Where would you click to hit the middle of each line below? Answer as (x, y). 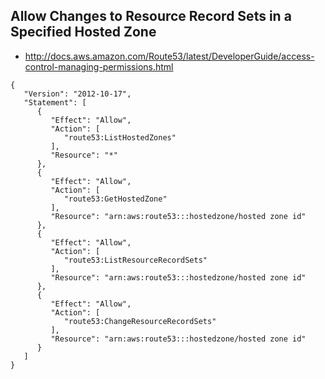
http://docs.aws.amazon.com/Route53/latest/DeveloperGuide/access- (169, 56)
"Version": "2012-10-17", (77, 94)
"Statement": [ (55, 102)
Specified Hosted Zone (83, 32)
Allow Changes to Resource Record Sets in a (151, 16)
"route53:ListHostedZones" (120, 137)
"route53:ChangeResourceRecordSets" (140, 321)
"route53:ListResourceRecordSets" (135, 260)
